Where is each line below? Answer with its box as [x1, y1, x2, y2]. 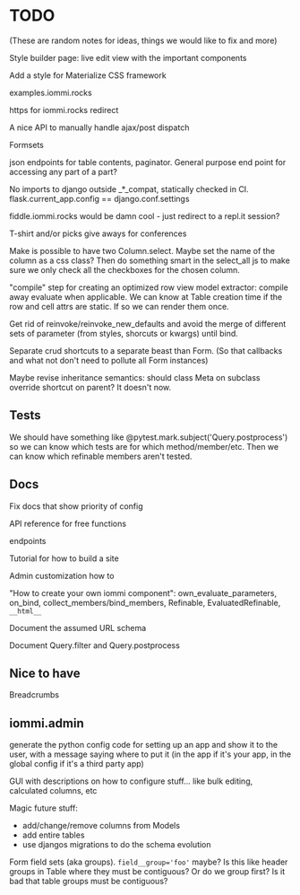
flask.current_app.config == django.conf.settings [9, 193, 190, 204]
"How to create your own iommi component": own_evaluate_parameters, [9, 587, 278, 598]
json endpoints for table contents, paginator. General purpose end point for [9, 156, 287, 167]
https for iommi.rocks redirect [9, 104, 119, 115]
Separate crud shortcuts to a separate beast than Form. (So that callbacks [9, 345, 283, 355]
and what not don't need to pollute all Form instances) [9, 355, 209, 365]
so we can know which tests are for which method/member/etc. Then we [9, 441, 279, 452]
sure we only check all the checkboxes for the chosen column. [9, 264, 240, 275]
